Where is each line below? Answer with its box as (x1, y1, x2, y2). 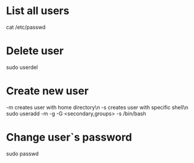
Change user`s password (6, 131, 133, 144)
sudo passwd (6, 150, 39, 157)
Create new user (6, 84, 89, 98)
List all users (6, 4, 70, 18)
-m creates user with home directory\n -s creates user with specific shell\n (6, 104, 189, 111)
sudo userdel (6, 64, 38, 71)
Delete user (6, 44, 64, 58)
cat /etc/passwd (6, 24, 46, 31)
